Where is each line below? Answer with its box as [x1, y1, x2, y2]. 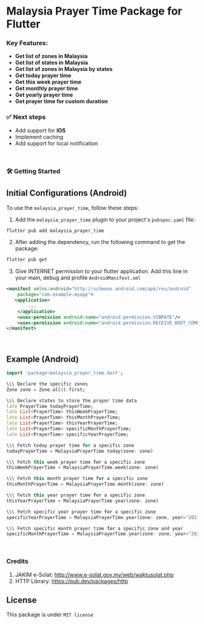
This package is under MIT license [6, 611, 93, 619]
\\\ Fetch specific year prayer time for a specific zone [6, 509, 156, 515]
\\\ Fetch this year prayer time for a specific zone [6, 492, 146, 498]
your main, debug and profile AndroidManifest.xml [15, 274, 141, 282]
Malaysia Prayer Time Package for [6, 4, 182, 18]
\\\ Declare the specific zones [6, 381, 88, 387]
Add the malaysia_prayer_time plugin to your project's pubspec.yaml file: [15, 215, 195, 223]
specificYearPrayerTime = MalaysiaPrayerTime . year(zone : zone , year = [6, 514, 186, 520]
